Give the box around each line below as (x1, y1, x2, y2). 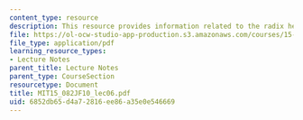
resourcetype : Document (9, 80, 99, 89)
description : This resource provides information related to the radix (9, 22, 284, 31)
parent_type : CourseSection (9, 72, 115, 81)
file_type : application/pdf (9, 38, 115, 48)
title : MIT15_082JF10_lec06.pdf (9, 88, 131, 97)
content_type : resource (9, 13, 99, 23)
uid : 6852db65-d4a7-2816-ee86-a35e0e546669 (9, 97, 176, 106)
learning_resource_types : (9, 47, 106, 56)
